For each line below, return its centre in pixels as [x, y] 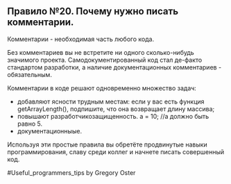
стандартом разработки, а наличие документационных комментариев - [114, 67]
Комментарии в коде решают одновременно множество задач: [102, 88]
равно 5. [30, 124]
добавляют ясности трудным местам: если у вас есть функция [111, 101]
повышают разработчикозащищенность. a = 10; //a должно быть [113, 116]
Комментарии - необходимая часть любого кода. [81, 39]
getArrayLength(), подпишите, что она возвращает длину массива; [116, 109]
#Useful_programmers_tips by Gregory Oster [71, 172]
